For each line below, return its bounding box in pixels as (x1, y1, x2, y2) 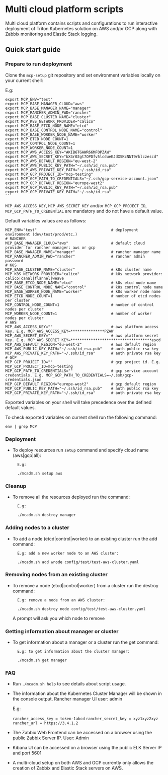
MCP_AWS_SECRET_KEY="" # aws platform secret (5, 333, 158, 338)
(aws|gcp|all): (12, 452, 41, 458)
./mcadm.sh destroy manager (17, 512, 76, 518)
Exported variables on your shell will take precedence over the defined (5, 399, 152, 405)
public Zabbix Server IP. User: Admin (12, 735, 89, 741)
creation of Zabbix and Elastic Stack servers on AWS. (12, 765, 123, 771)
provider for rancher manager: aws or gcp (5, 245, 96, 250)
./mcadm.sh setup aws (17, 471, 63, 476)
